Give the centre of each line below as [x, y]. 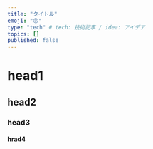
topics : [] [23, 34]
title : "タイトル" [33, 14]
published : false [33, 41]
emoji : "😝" [25, 21]
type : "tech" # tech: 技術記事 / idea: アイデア [76, 27]
